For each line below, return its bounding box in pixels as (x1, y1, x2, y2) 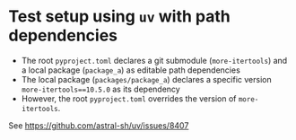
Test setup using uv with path (8, 6, 231, 27)
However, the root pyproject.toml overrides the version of (21, 92, 237, 104)
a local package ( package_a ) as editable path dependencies (21, 65, 241, 75)
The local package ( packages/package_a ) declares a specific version (21, 74, 272, 84)
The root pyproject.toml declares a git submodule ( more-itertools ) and (21, 55, 288, 66)
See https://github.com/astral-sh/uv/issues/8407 (8, 119, 189, 131)
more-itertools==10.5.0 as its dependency (21, 83, 180, 94)
